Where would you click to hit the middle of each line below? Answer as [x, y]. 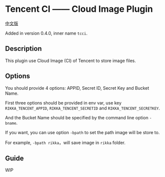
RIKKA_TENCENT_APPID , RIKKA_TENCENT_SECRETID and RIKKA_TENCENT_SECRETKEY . [82, 108]
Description [23, 49]
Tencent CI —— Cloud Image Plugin [79, 9]
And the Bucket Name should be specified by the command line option [77, 117]
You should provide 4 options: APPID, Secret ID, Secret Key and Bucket [77, 88]
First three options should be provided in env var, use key [63, 103]
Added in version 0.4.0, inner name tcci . [46, 33]
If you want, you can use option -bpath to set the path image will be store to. [82, 132]
